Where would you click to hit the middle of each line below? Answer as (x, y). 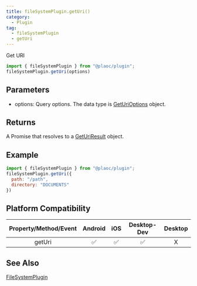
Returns (21, 122)
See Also (23, 263)
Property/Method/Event (43, 229)
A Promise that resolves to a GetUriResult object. (65, 137)
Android (94, 229)
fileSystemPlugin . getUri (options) (48, 71)
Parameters (28, 90)
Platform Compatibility (48, 208)
